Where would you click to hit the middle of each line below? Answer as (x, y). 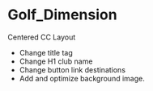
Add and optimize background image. (82, 78)
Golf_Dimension (63, 15)
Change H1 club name (56, 61)
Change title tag (46, 52)
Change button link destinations (72, 69)
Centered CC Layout (42, 37)
